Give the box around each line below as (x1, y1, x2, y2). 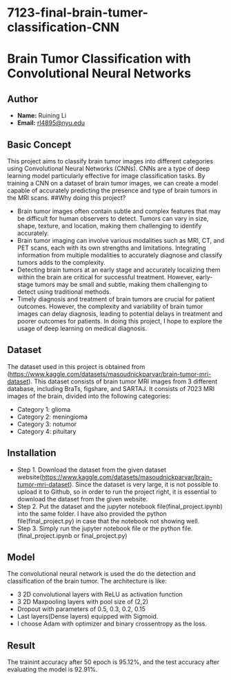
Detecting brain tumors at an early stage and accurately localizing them (17, 266, 221, 274)
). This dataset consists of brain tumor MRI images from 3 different (28, 377, 218, 386)
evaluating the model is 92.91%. (7, 666, 98, 674)
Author (7, 93, 38, 105)
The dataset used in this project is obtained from (7, 362, 145, 370)
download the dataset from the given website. (17, 494, 148, 503)
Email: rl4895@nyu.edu (17, 119, 85, 127)
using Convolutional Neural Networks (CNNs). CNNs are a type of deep (7, 164, 210, 172)
